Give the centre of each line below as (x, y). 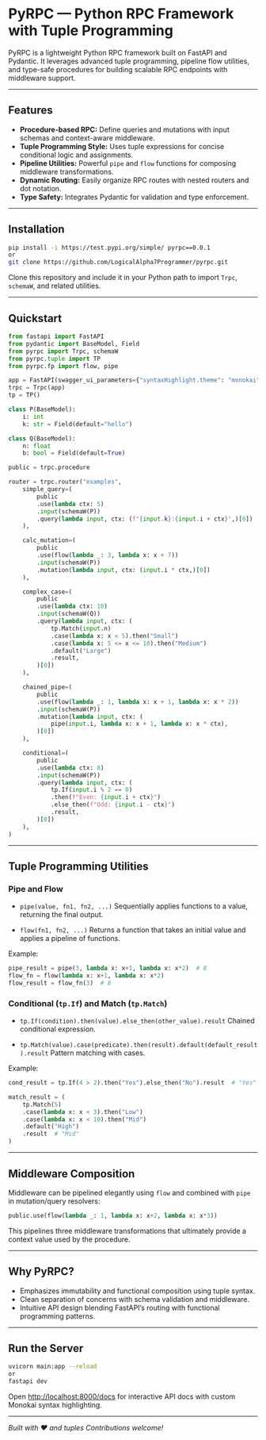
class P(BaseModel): (42, 409)
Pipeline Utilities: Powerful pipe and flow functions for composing (128, 163)
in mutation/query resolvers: (54, 1201)
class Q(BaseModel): (42, 438)
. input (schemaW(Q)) (69, 614)
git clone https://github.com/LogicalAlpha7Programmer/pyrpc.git (118, 263)
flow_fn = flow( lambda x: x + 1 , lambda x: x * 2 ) (86, 976)
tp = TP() (25, 395)
